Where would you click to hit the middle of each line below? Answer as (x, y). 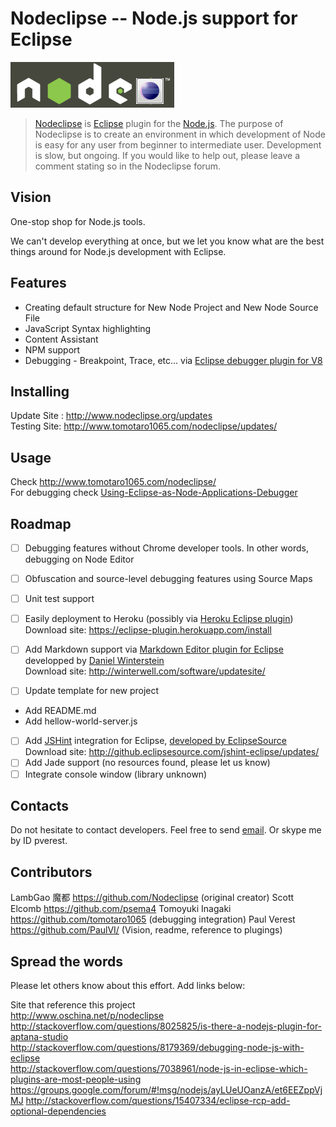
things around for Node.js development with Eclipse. (118, 251)
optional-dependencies (58, 1111)
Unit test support (59, 599)
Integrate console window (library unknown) (116, 774)
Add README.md (60, 711)
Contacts (40, 805)
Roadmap (41, 523)
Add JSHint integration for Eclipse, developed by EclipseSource (155, 741)
